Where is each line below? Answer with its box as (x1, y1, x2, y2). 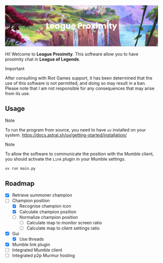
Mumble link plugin (12, 241, 50, 247)
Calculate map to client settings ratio (26, 225, 100, 231)
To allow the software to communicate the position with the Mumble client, (5, 151, 154, 157)
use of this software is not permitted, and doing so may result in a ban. (5, 80, 147, 86)
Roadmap (5, 179, 35, 187)
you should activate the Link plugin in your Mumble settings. (5, 156, 126, 162)
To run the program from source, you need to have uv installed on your (5, 127, 147, 132)
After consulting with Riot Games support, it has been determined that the (5, 75, 153, 81)
